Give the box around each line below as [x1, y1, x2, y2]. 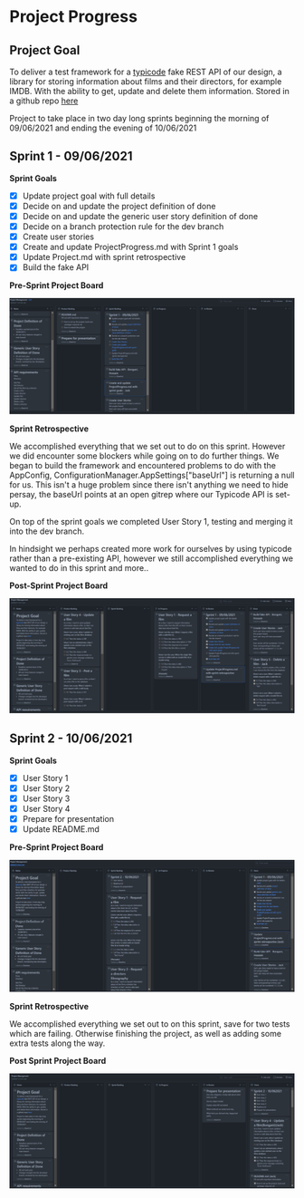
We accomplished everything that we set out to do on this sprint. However [9, 441, 286, 452]
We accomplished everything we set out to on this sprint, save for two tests [9, 1018, 291, 1029]
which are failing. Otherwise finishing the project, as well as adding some [9, 1028, 282, 1039]
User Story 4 [22, 803, 71, 814]
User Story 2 [22, 782, 71, 794]
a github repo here [9, 95, 79, 106]
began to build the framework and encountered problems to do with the [9, 460, 276, 471]
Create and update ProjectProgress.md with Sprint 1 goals [22, 242, 239, 253]
